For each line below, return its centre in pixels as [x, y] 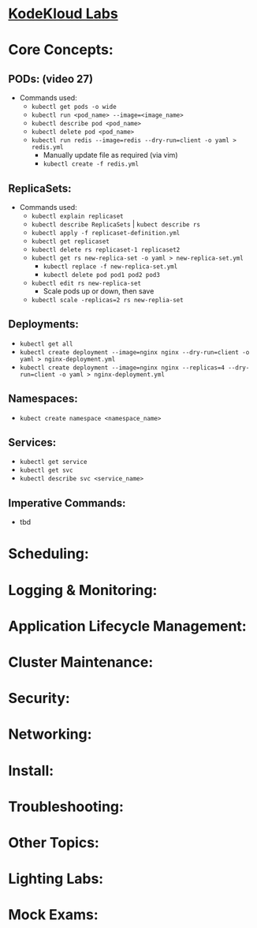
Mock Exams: [53, 915]
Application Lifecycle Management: [127, 626]
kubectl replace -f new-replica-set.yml [110, 267]
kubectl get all [46, 344]
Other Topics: [54, 842]
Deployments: [43, 324]
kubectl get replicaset [71, 241]
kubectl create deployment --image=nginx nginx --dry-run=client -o [134, 352]
